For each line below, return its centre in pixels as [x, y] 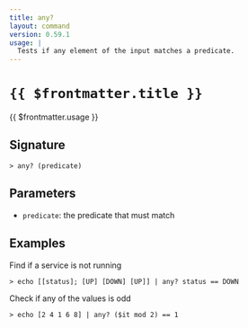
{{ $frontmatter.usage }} [54, 117]
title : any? [31, 18]
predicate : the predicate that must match [98, 215]
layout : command [40, 26]
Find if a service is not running [66, 265]
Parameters [43, 194]
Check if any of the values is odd [71, 298]
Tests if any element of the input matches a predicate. [126, 51]
